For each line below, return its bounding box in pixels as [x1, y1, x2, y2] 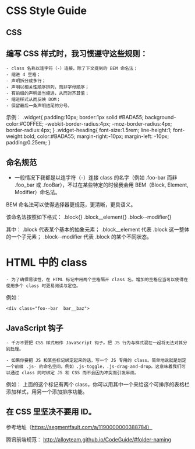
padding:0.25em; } [6, 139, 51, 146]
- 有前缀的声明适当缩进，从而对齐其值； [6, 91, 90, 96]
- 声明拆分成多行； [6, 78, 47, 84]
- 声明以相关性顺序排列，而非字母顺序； [6, 84, 90, 90]
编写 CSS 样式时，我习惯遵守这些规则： [6, 49, 148, 58]
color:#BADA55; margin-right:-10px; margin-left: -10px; [37, 133, 169, 140]
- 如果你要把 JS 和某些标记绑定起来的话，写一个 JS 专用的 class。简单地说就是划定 [6, 357, 187, 363]
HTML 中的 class [6, 256, 87, 270]
